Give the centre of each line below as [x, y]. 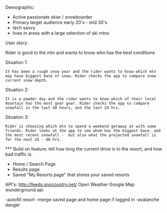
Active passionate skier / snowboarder [53, 17]
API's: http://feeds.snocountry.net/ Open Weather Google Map [70, 184]
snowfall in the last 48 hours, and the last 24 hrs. [63, 108]
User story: [17, 43]
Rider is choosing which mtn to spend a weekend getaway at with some [81, 126]
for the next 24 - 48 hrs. [33, 139]
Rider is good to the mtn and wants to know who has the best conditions [80, 53]
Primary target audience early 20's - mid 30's [60, 22]
